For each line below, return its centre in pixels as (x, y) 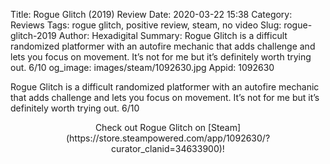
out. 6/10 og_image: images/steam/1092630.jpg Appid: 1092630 (142, 67)
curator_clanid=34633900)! (168, 148)
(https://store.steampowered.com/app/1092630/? (168, 138)
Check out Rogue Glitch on (150, 127)
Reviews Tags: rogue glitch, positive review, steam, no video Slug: (146, 25)
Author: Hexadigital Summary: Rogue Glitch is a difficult (173, 35)
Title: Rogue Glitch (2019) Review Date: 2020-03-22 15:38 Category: (151, 14)
